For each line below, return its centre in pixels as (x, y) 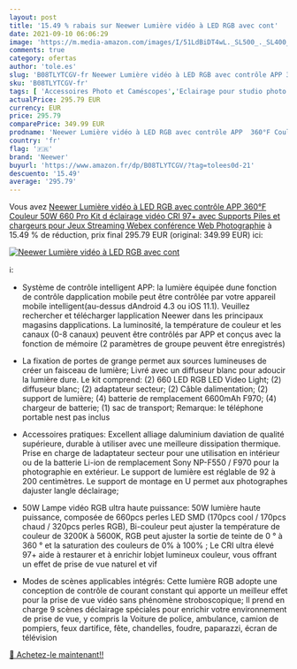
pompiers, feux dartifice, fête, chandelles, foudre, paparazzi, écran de (149, 628)
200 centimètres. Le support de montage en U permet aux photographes (155, 482)
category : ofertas (43, 58)
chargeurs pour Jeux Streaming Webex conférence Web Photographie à (141, 225)
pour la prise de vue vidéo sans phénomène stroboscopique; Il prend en (153, 600)
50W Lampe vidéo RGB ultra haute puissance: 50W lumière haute (141, 508)
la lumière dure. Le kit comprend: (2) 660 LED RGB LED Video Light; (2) (152, 380)
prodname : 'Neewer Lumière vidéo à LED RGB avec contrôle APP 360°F (140, 133)
